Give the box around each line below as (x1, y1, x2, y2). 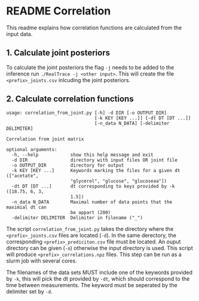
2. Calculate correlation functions (6, 94, 134, 104)
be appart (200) (70, 209, 111, 215)
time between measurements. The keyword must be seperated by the (6, 281, 177, 288)
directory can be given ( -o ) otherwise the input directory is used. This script (6, 244, 193, 251)
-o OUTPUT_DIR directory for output (11, 162, 124, 168)
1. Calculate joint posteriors (6, 48, 111, 58)
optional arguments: (6, 146, 58, 152)
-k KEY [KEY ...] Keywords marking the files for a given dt (11, 167, 180, 173)
